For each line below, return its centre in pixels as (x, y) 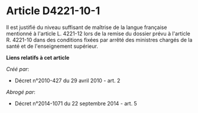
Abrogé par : (21, 92)
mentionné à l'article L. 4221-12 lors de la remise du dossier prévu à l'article (98, 33)
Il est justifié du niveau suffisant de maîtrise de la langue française (87, 27)
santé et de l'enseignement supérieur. (52, 46)
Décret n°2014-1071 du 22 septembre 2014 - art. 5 (76, 103)
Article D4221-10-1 (53, 11)
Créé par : (18, 69)
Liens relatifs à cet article (38, 57)
